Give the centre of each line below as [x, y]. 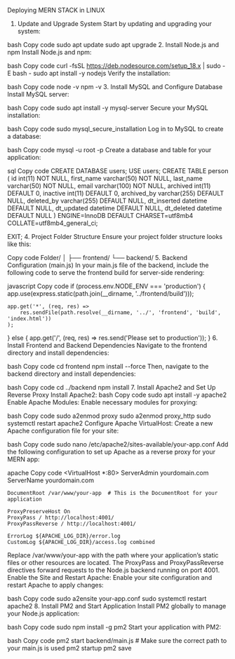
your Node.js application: [43, 613]
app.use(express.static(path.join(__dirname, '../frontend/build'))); [101, 293]
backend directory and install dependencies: [72, 374]
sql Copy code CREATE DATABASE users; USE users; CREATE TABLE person [118, 171]
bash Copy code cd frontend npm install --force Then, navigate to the [108, 366]
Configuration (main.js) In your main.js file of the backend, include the [108, 265]
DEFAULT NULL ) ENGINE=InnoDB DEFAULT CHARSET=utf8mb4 [100, 216]
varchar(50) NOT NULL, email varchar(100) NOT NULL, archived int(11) [109, 186]
